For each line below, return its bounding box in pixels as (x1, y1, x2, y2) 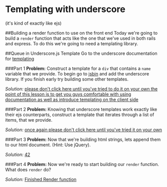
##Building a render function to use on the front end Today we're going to (5, 30, 158, 36)
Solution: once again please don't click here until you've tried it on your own (5, 127, 162, 133)
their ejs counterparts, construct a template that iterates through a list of (5, 112, 154, 118)
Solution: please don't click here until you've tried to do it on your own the (5, 85, 158, 91)
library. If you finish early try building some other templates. (5, 76, 129, 82)
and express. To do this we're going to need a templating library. (5, 40, 138, 46)
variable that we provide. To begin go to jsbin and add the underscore (5, 70, 149, 76)
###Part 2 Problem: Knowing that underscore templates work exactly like (5, 106, 157, 112)
